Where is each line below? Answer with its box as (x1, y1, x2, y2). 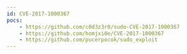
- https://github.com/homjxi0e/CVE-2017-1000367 (19, 29, 165, 37)
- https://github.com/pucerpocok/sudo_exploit (19, 36, 158, 43)
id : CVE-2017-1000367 (6, 10, 70, 18)
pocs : (6, 17, 22, 24)
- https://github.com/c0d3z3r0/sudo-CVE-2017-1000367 (19, 23, 180, 30)
